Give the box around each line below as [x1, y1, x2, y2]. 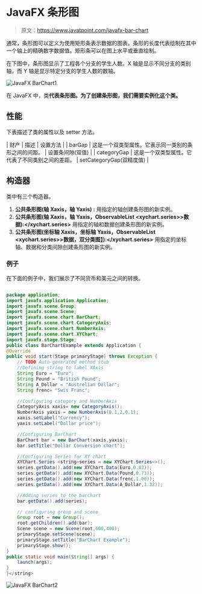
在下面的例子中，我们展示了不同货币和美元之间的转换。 [6, 274, 144, 282]
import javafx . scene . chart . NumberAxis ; [6, 326, 107, 332]
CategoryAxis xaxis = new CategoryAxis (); [17, 403, 122, 410]
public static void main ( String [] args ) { [6, 554, 115, 560]
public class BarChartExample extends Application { [6, 342, 142, 349]
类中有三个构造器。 [6, 192, 54, 200]
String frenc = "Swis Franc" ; [17, 387, 90, 393]
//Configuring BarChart [17, 431, 77, 437]
